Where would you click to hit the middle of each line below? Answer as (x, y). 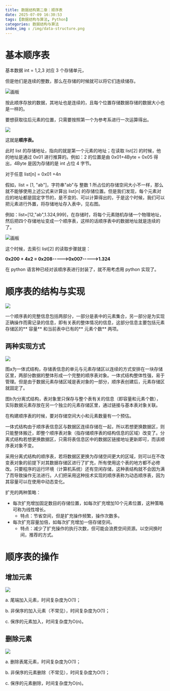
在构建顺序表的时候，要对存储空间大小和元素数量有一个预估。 (70, 416)
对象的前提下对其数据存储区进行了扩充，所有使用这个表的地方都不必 (85, 462)
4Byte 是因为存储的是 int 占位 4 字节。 (54, 164)
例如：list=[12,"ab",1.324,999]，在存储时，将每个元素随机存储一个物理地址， (85, 215)
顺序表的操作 (32, 557)
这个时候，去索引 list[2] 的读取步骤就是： (48, 249)
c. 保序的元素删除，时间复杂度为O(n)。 (46, 683)
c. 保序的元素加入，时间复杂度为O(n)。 (46, 621)
